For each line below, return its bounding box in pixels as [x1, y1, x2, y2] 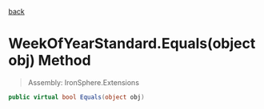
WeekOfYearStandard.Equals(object [8, 35, 256, 53]
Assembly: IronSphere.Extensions [27, 77, 140, 87]
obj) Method [8, 52, 91, 70]
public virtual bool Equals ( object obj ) [8, 93, 146, 101]
